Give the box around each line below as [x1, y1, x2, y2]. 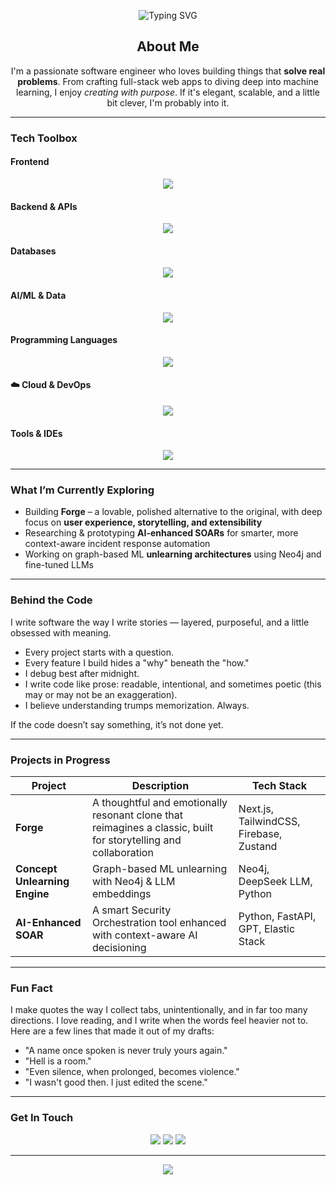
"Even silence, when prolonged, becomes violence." [24, 1066, 240, 1078]
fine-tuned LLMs [24, 559, 94, 571]
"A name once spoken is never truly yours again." [24, 1045, 228, 1057]
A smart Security [91, 903, 172, 917]
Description [131, 779, 190, 793]
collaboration [91, 846, 154, 860]
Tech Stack [251, 779, 307, 793]
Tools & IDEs [10, 427, 63, 439]
